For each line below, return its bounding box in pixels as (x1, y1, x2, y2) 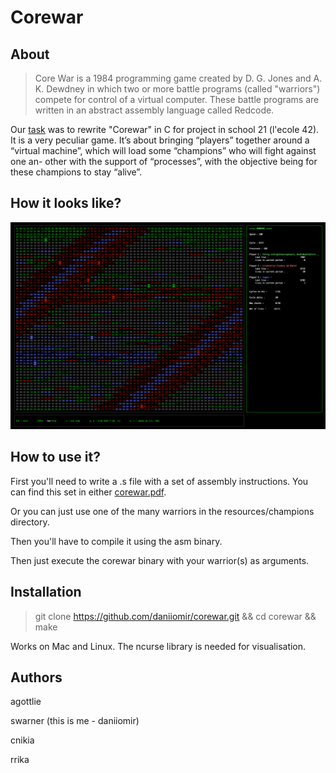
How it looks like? (10, 195, 122, 212)
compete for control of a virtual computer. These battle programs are (34, 94, 320, 105)
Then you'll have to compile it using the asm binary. (10, 535, 223, 547)
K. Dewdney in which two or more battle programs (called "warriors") (34, 83, 321, 95)
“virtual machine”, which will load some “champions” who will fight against (10, 145, 317, 156)
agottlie (10, 696, 42, 708)
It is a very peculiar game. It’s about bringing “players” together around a (10, 134, 310, 146)
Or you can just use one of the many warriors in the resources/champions (10, 505, 315, 517)
